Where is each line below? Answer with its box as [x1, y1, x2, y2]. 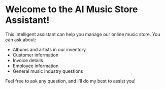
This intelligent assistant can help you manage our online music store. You [5, 31, 160, 37]
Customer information [12, 52, 59, 58]
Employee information [12, 63, 59, 69]
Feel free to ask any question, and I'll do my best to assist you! [5, 78, 136, 84]
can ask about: [5, 37, 37, 43]
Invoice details [12, 57, 43, 63]
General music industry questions [12, 68, 83, 74]
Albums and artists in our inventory [12, 46, 86, 52]
